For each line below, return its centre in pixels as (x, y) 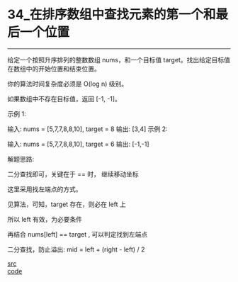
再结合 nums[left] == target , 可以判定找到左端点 (78, 234)
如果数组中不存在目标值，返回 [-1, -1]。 (64, 98)
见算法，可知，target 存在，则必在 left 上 (67, 204)
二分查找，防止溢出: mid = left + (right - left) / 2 (76, 249)
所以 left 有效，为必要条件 (45, 219)
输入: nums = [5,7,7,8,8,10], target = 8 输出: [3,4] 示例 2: (87, 129)
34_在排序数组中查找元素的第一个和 (112, 15)
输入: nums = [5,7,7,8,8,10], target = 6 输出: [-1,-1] (79, 144)
